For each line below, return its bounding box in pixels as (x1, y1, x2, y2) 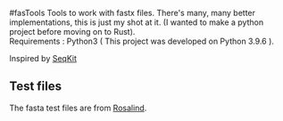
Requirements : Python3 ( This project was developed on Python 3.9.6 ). (9, 36, 275, 46)
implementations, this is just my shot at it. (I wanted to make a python (9, 17, 264, 28)
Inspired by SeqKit (9, 53, 78, 63)
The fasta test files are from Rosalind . (9, 102, 147, 113)
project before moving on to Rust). (9, 27, 136, 36)
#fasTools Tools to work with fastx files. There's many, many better (9, 8, 256, 18)
